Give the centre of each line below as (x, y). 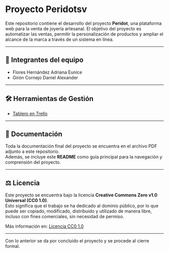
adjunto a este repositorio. (32, 151)
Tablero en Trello (30, 113)
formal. (13, 246)
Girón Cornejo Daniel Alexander (45, 77)
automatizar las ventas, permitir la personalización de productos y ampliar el (84, 34)
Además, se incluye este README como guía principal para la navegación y (84, 157)
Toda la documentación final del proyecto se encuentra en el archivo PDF (81, 146)
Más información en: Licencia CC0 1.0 (45, 226)
